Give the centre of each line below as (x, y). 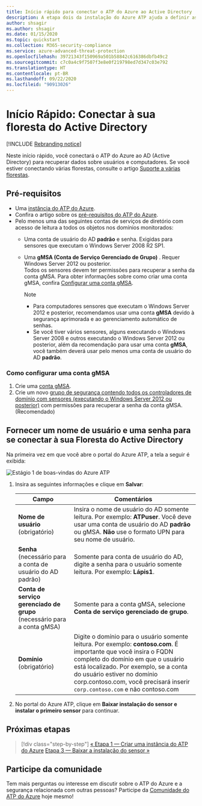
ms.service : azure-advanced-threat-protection (66, 51)
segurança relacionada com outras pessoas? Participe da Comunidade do (98, 790)
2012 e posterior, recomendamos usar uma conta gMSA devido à (114, 312)
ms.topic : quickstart (33, 40)
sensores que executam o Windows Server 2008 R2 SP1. (94, 245)
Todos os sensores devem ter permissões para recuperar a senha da (109, 270)
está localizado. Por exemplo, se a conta (130, 666)
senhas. (43, 325)
